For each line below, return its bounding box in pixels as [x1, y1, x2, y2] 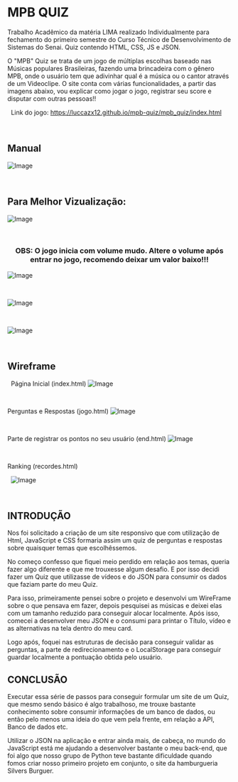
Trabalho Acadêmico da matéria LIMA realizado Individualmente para [7, 28, 210, 36]
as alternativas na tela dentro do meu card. [7, 624, 133, 633]
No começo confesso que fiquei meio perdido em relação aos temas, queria [7, 558, 229, 566]
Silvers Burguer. [7, 766, 55, 775]
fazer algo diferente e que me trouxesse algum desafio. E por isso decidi [7, 565, 220, 574]
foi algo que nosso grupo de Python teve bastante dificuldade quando [7, 751, 212, 760]
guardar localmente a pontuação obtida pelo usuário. [7, 653, 163, 661]
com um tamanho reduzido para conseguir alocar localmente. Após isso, [7, 609, 220, 618]
